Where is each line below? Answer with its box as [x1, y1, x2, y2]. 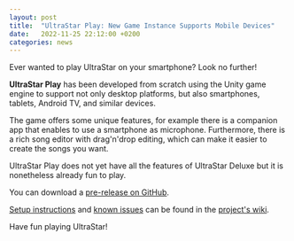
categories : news [9, 37, 73, 47]
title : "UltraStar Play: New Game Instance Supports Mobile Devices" [9, 21, 275, 30]
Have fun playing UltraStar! [9, 222, 108, 232]
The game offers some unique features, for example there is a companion [9, 115, 278, 126]
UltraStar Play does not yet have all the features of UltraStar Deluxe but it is [9, 160, 283, 171]
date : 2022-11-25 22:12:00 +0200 [9, 29, 141, 38]
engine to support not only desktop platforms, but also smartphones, [9, 89, 260, 99]
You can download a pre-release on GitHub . [9, 187, 170, 198]
